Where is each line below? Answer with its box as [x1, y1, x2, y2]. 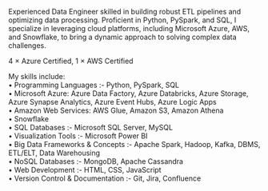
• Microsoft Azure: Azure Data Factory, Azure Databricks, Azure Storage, [8, 89, 249, 98]
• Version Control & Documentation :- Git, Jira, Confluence [8, 173, 202, 183]
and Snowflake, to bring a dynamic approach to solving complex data [8, 32, 238, 42]
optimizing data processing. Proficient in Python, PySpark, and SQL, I [8, 15, 237, 25]
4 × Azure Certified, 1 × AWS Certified [8, 56, 134, 66]
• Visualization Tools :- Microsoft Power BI [8, 131, 148, 141]
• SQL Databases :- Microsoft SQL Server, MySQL [8, 123, 174, 132]
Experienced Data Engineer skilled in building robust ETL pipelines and [8, 7, 242, 16]
